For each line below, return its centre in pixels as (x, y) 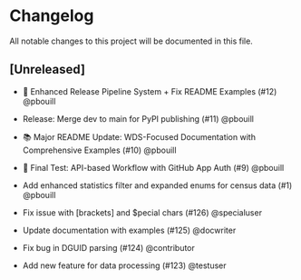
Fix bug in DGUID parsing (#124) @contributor (108, 247)
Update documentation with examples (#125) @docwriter (129, 230)
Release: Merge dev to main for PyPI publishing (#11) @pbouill (138, 118)
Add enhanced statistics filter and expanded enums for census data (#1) (157, 185)
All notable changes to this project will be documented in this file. (131, 41)
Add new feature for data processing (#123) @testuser (124, 265)
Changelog (52, 16)
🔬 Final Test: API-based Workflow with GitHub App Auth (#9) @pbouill (153, 167)
